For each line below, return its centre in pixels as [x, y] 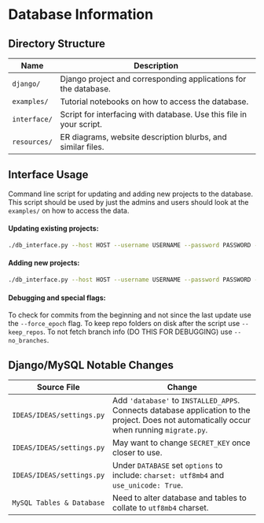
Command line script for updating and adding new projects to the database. [131, 194]
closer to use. [137, 452]
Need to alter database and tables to [180, 498]
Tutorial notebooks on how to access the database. [154, 102]
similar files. [82, 147]
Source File [58, 387]
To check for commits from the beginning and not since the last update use [130, 315]
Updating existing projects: [54, 228]
